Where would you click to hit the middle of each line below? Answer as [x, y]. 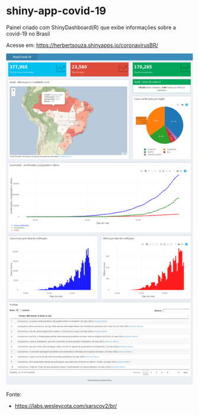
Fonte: [14, 394]
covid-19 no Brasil [28, 33]
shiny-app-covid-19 [56, 11]
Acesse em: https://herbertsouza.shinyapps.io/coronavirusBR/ [82, 45]
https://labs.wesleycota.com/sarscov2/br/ [66, 406]
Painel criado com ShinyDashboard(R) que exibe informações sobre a [91, 27]
